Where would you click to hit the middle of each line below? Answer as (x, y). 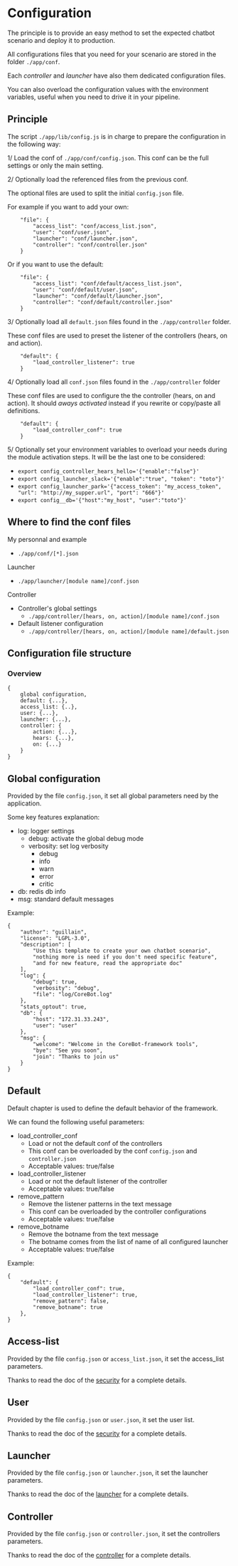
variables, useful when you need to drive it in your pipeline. (94, 97)
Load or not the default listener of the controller (98, 1181)
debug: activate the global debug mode (86, 839)
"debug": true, (55, 982)
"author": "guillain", (54, 932)
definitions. (24, 410)
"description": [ (46, 945)
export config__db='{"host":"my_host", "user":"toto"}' (102, 500)
